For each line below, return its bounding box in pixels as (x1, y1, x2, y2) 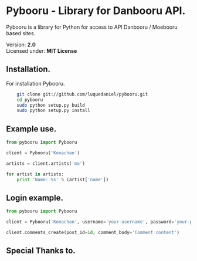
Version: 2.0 (6, 41, 36, 48)
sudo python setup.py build (16, 102, 85, 108)
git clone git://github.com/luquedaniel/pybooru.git (16, 91, 148, 97)
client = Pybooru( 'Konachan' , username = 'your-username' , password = (6, 219, 175, 225)
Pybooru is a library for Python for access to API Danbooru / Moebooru (6, 23, 178, 30)
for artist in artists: (6, 171, 64, 177)
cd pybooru (16, 97, 43, 103)
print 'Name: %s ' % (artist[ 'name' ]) (16, 177, 109, 182)
